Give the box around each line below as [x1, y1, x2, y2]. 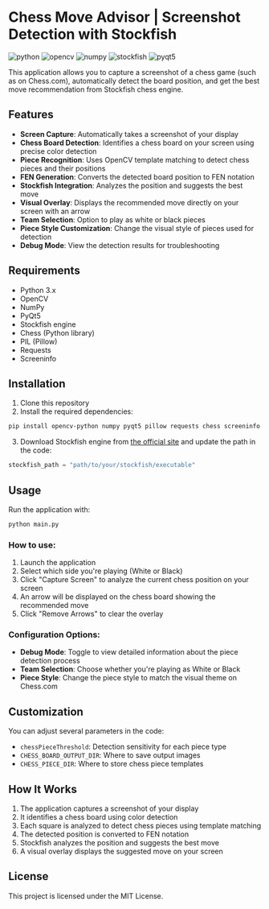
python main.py [8, 520, 59, 528]
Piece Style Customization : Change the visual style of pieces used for [19, 223, 255, 233]
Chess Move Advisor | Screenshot [8, 8, 241, 27]
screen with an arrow [19, 206, 91, 216]
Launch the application [19, 558, 96, 568]
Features [8, 108, 54, 122]
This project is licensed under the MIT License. [8, 890, 164, 901]
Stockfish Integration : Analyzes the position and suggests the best [19, 180, 243, 190]
